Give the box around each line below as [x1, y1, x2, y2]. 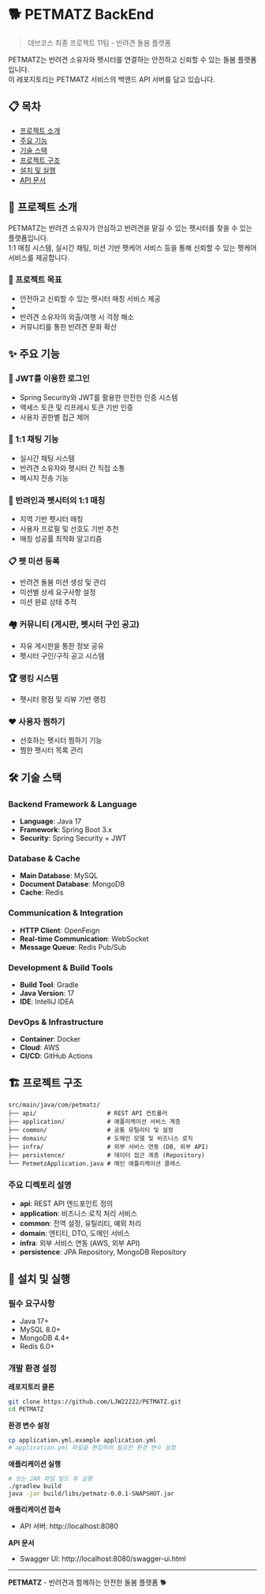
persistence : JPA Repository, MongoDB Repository [19, 1247, 187, 1257]
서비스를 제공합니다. [8, 253, 69, 262]
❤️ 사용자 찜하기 [8, 716, 65, 727]
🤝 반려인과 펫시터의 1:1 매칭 [8, 495, 106, 506]
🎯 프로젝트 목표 [8, 274, 62, 285]
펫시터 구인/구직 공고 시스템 [19, 650, 105, 660]
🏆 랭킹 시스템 [8, 673, 59, 684]
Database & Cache [8, 853, 80, 864]
